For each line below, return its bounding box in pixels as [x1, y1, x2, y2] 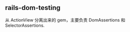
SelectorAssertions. [5, 22, 45, 28]
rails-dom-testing [5, 4, 61, 12]
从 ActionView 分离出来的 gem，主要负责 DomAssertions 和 [5, 17, 126, 23]
